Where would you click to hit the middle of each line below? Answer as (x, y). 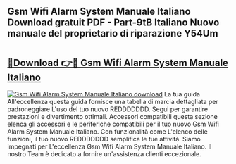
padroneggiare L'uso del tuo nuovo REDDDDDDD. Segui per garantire (108, 109)
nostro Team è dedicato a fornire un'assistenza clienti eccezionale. (105, 154)
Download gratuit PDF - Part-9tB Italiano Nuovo (113, 23)
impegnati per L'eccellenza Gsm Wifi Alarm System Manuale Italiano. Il (110, 146)
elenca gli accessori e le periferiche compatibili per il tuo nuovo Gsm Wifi (113, 124)
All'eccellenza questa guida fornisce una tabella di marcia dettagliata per (113, 102)
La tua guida (182, 94)
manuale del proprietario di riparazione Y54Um (113, 33)
